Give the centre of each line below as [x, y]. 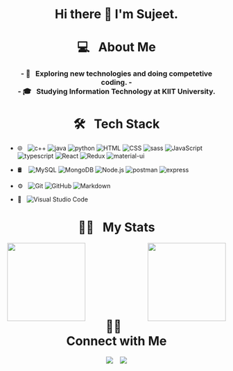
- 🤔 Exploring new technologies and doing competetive [116, 74]
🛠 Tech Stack [116, 124]
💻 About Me [116, 47]
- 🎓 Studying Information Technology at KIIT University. [116, 92]
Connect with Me [116, 341]
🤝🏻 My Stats [116, 228]
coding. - [116, 83]
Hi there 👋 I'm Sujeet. [116, 14]
